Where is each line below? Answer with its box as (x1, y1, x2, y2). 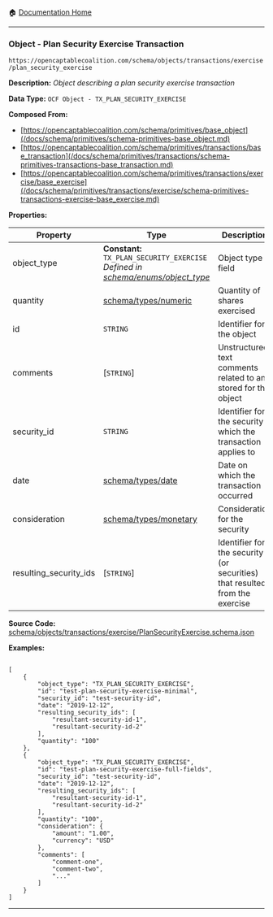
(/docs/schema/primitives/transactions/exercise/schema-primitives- (19, 186, 249, 196)
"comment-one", (51, 858, 104, 867)
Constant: (102, 243, 142, 254)
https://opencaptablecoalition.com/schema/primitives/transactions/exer (23, 168, 264, 178)
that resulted (218, 577, 266, 589)
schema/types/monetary (102, 514, 197, 525)
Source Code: (8, 619, 56, 628)
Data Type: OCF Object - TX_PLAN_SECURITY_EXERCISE (8, 93, 187, 104)
